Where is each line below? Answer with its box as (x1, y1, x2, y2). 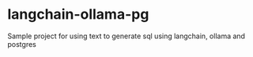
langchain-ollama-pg (7, 5, 149, 23)
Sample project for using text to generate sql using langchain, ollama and (7, 31, 246, 41)
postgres (7, 39, 36, 48)
